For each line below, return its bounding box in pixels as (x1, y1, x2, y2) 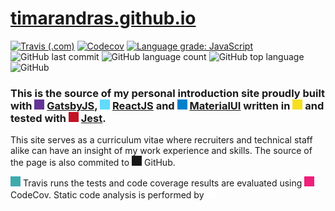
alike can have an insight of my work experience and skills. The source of (10, 145, 313, 157)
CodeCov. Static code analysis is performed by (10, 189, 205, 201)
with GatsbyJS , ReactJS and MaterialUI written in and (10, 98, 325, 112)
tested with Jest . (10, 111, 107, 125)
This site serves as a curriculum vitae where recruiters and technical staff (10, 134, 313, 146)
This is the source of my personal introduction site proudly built (10, 86, 326, 100)
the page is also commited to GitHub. (10, 157, 176, 169)
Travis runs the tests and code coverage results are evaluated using (22, 177, 303, 189)
